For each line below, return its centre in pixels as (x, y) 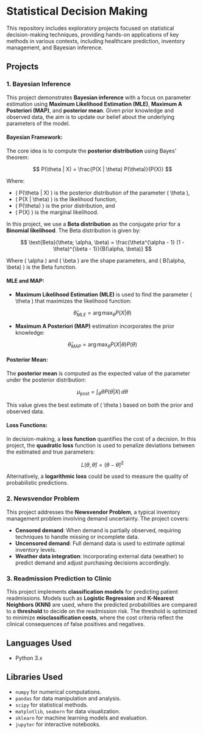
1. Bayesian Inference (39, 84)
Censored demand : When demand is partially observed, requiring (98, 530)
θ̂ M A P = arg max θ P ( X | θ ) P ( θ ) (102, 345)
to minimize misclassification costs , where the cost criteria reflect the (95, 618)
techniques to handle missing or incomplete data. (77, 536)
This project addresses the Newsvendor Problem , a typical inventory (93, 512)
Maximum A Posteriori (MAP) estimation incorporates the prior (95, 326)
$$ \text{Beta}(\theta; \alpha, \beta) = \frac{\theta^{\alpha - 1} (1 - (102, 242)
